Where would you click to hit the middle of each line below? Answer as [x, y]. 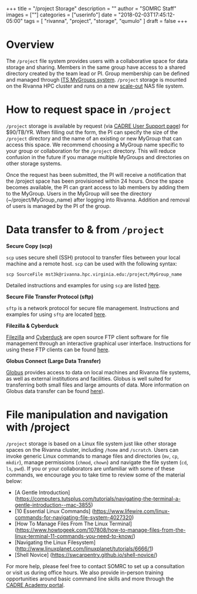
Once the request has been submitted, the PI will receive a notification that [96, 174]
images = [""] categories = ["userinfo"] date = [62, 15]
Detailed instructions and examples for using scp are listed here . [83, 285]
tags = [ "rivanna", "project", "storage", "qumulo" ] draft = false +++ [106, 21]
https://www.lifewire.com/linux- [132, 511]
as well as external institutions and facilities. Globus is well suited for [89, 378]
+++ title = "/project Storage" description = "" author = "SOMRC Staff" [91, 9]
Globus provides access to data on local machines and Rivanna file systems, [98, 372]
